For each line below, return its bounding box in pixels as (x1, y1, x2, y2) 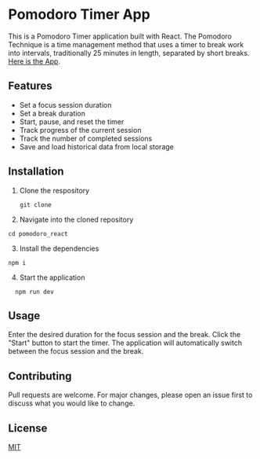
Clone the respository (19, 185, 90, 195)
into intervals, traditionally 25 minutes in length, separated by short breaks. (8, 48, 250, 57)
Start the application (19, 273, 85, 282)
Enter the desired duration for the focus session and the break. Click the (8, 330, 241, 340)
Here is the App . (8, 57, 61, 66)
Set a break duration (19, 108, 86, 118)
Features (8, 79, 52, 93)
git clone (19, 200, 52, 209)
